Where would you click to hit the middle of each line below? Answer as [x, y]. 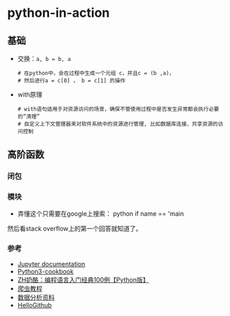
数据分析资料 [36, 297]
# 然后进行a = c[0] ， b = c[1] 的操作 [72, 81]
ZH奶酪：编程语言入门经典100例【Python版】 [83, 280]
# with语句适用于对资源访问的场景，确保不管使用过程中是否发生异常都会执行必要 [118, 109]
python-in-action [59, 13]
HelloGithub [35, 305]
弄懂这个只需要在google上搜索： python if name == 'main [101, 213]
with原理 [30, 95]
